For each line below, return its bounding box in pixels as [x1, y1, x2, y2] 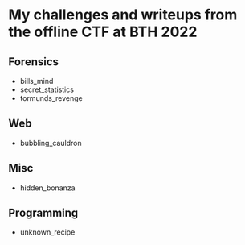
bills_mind [19, 77, 54, 85]
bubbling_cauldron [19, 138, 82, 147]
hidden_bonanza [19, 183, 76, 193]
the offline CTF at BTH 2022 [8, 23, 198, 41]
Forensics [8, 55, 59, 69]
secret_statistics [19, 85, 75, 94]
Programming [8, 206, 79, 220]
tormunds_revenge [19, 93, 83, 102]
